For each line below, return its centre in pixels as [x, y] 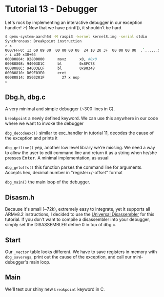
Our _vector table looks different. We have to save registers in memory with [81, 252]
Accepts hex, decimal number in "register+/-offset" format [64, 173]
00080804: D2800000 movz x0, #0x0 [51, 59]
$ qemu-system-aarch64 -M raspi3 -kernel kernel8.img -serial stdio [76, 37]
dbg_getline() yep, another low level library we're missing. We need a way [80, 148]
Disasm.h [20, 197]
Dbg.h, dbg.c [25, 97]
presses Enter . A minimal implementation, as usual [57, 158]
